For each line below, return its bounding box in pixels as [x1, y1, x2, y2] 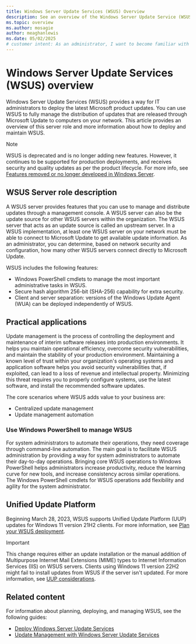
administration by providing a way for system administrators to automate [6, 452, 180, 459]
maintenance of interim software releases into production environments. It [6, 339, 184, 346]
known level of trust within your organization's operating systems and [6, 357, 174, 364]
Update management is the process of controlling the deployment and [6, 333, 175, 340]
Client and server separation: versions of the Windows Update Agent [14, 294, 180, 301]
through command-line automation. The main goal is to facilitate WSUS [6, 445, 177, 452]
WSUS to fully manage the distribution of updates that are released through [6, 111, 188, 118]
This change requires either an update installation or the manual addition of [6, 550, 187, 557]
